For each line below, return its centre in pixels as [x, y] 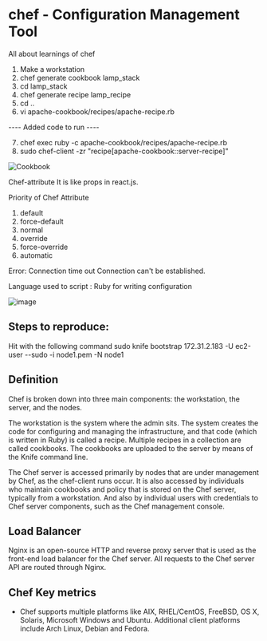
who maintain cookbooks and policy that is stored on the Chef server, [122, 489]
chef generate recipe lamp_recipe [75, 94]
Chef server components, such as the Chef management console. [116, 506]
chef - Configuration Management [124, 15]
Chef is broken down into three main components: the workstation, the [124, 399]
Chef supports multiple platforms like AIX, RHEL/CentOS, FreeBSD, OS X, [139, 611]
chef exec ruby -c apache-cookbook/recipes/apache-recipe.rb [124, 142]
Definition [33, 380]
